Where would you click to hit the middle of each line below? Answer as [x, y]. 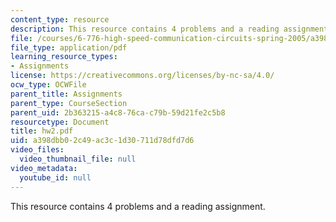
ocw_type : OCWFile [48, 85]
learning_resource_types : [64, 57]
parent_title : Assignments [66, 94]
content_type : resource [60, 19]
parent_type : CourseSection [69, 103]
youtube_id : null [55, 177]
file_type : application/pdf [69, 47]
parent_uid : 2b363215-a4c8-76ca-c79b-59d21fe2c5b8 [118, 112]
